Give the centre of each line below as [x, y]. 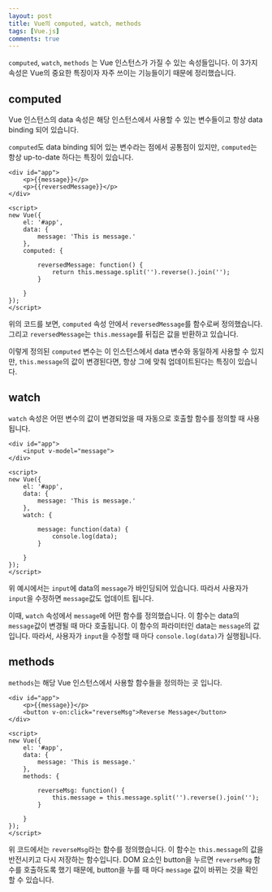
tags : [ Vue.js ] [34, 31]
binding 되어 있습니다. [44, 130]
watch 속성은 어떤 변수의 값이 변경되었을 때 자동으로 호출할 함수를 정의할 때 [127, 418]
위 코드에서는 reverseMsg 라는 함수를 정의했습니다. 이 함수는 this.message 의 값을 [136, 849]
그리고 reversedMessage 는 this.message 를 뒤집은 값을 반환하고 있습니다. [123, 334]
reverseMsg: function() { [82, 790]
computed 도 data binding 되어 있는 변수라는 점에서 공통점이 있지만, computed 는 [133, 147]
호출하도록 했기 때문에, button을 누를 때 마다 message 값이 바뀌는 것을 [133, 869]
